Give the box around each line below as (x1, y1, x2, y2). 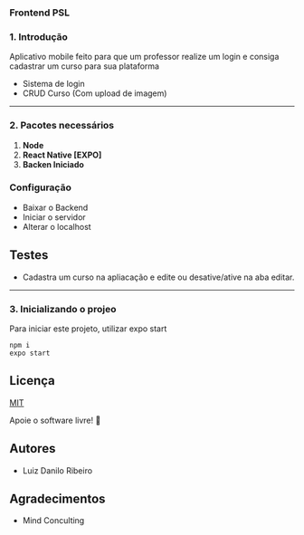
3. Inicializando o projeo (9, 302, 117, 315)
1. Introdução (9, 30, 68, 43)
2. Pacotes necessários (9, 119, 115, 132)
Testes (9, 247, 49, 263)
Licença (9, 373, 56, 388)
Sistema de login (22, 79, 85, 90)
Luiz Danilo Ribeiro (22, 464, 93, 476)
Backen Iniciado (22, 158, 84, 169)
